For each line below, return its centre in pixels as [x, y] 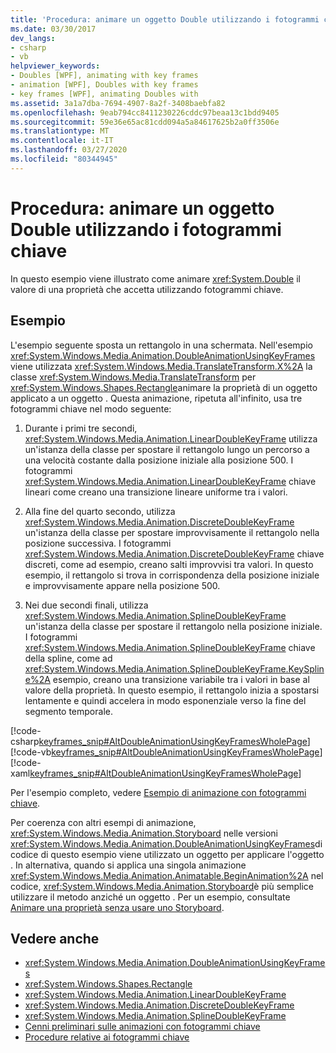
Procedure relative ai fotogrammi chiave [107, 1037]
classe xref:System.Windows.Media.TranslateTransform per [133, 377]
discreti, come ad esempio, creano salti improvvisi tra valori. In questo [169, 564]
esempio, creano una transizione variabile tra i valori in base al [181, 679]
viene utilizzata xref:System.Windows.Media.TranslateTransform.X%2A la [161, 366]
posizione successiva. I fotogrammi [98, 543]
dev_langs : [33, 38]
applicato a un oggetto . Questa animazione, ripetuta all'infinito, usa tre [156, 398]
